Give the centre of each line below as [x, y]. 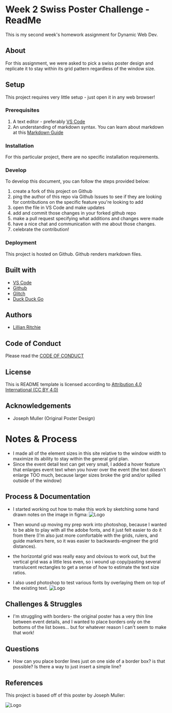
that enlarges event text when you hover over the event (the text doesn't [89, 469]
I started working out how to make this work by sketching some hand [86, 509]
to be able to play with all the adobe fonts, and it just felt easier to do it [87, 530]
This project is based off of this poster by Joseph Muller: [65, 695]
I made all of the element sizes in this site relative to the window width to [89, 453]
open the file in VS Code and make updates [59, 208]
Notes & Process [41, 439]
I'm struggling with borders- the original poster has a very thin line [83, 616]
